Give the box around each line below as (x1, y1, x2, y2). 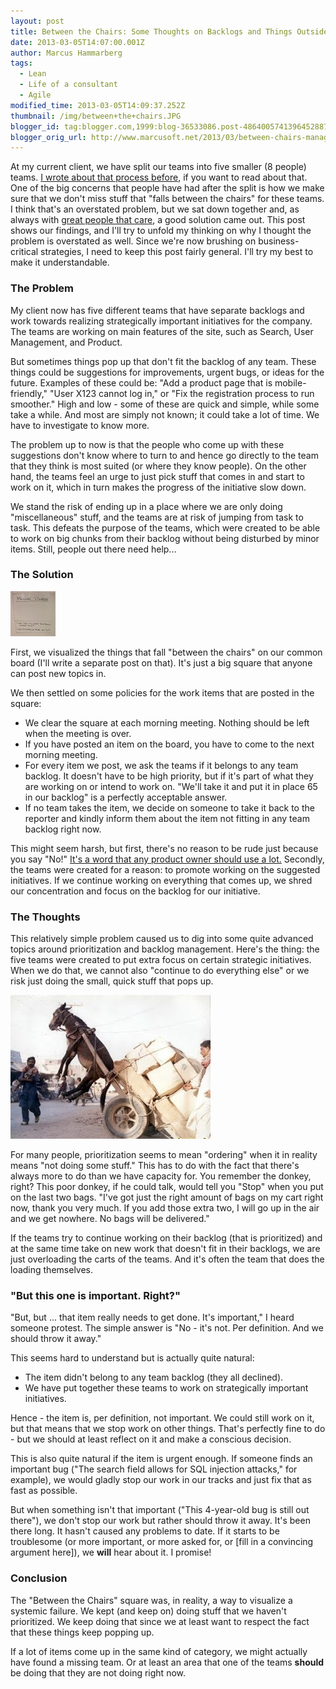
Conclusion (10, 1571, 68, 1585)
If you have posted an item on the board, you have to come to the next (24, 738, 315, 750)
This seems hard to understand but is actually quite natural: (10, 1352, 255, 1364)
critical (10, 246, 39, 258)
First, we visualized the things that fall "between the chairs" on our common (10, 646, 323, 658)
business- (258, 235, 300, 247)
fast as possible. (10, 1485, 78, 1497)
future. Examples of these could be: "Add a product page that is (10, 376, 273, 389)
